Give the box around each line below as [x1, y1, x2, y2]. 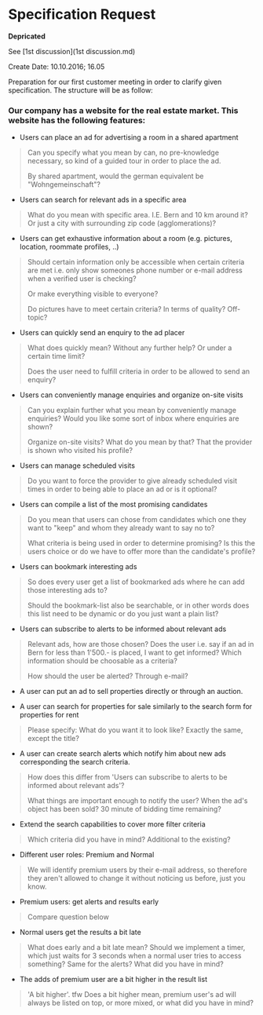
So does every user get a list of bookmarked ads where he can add [27, 577, 245, 586]
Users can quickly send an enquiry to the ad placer [19, 328, 185, 338]
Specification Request [8, 5, 156, 24]
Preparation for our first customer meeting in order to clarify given [8, 77, 222, 86]
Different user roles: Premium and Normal [19, 850, 155, 860]
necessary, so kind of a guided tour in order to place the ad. [27, 156, 221, 166]
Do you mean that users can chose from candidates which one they [27, 515, 247, 524]
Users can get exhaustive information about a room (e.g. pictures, [19, 234, 233, 243]
